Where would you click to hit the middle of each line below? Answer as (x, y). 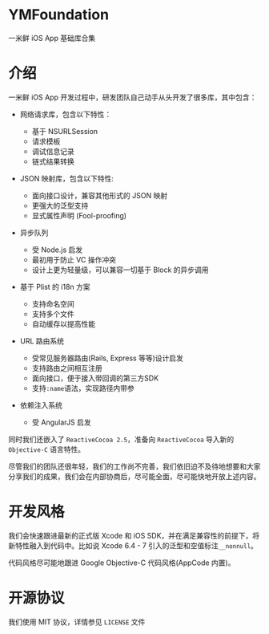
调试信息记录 (53, 151)
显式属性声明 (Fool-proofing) (79, 215)
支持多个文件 (53, 314)
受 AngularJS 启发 (61, 422)
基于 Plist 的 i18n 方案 (55, 287)
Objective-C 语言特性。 (47, 449)
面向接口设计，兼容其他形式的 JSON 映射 (100, 195)
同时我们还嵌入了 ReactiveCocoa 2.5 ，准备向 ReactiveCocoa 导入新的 (121, 439)
